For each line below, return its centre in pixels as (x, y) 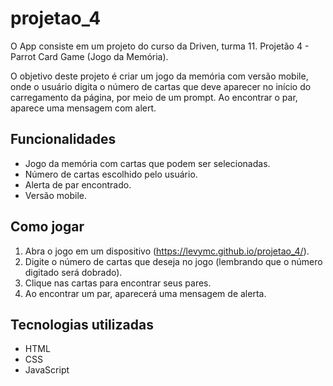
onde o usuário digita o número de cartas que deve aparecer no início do (161, 86)
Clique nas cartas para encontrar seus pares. (118, 283)
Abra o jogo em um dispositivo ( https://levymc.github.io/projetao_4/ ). (167, 251)
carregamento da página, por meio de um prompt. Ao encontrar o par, (154, 97)
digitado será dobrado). (73, 272)
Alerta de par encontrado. (78, 184)
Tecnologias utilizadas (82, 324)
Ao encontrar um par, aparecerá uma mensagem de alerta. (145, 293)
